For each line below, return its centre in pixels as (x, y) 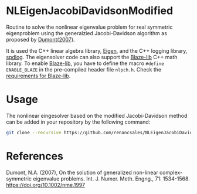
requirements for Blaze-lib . (38, 76)
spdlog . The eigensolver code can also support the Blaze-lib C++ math (92, 57)
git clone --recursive (34, 132)
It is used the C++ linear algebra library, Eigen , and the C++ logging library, (97, 50)
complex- (171, 172)
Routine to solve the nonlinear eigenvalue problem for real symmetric (89, 27)
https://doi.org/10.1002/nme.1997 (46, 185)
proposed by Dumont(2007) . (40, 39)
